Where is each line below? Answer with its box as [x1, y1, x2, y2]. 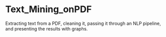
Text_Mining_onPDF [5, 4, 92, 15]
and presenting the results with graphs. [5, 25, 88, 31]
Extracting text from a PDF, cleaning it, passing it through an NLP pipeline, [5, 20, 161, 26]
